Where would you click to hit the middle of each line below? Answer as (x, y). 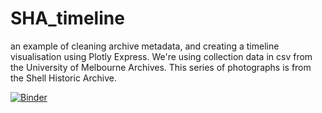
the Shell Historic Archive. (64, 78)
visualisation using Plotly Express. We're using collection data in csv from (161, 56)
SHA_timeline (67, 18)
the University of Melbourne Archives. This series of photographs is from (161, 67)
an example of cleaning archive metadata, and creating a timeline (145, 46)
